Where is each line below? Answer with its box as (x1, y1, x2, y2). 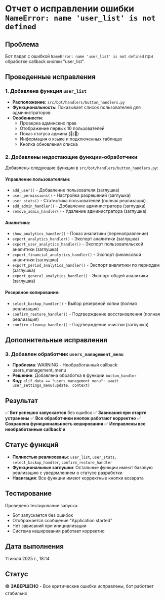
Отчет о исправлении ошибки (5, 3, 134, 14)
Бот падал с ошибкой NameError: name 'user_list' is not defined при (5, 53, 153, 59)
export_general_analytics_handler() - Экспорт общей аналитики (12, 273, 148, 279)
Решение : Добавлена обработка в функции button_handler (12, 372, 137, 378)
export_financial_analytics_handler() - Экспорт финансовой (12, 251, 142, 258)
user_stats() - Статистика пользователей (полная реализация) (12, 198, 146, 204)
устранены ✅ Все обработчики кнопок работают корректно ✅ (5, 415, 141, 421)
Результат (5, 396, 39, 405)
